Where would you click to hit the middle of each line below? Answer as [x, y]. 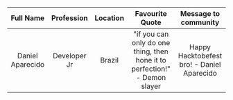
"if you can [151, 34]
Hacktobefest [200, 56]
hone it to [151, 60]
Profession [69, 18]
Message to [200, 14]
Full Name [28, 18]
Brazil [110, 60]
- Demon [151, 77]
